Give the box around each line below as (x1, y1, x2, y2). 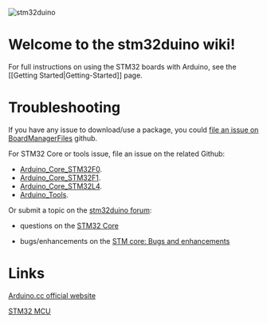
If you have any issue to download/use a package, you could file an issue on (8, 125, 259, 134)
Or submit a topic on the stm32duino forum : (8, 205, 152, 215)
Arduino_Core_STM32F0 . (19, 164, 103, 173)
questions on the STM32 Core (19, 221, 120, 230)
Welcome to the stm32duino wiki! (8, 36, 236, 54)
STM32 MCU (8, 306, 52, 316)
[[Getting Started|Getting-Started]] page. (8, 70, 143, 80)
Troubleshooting (8, 98, 121, 117)
